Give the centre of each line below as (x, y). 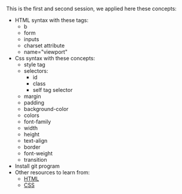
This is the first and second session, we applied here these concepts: (92, 9)
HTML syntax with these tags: (52, 20)
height (32, 134)
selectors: (36, 71)
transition (35, 160)
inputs (31, 39)
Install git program (37, 166)
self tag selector (53, 90)
